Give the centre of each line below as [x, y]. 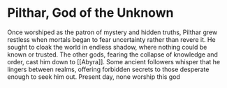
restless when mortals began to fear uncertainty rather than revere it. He [111, 39]
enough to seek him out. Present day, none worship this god [94, 76]
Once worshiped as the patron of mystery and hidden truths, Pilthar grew [112, 32]
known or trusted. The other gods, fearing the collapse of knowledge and [113, 54]
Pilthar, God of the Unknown [90, 13]
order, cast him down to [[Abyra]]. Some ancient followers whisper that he [114, 61]
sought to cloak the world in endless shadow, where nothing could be [107, 47]
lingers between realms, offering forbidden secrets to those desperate [108, 69]
